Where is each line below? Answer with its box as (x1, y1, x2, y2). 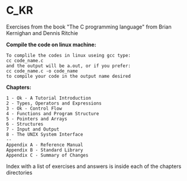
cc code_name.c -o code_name (6, 68, 78, 74)
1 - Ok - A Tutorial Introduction (6, 95, 92, 101)
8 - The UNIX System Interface (6, 131, 83, 137)
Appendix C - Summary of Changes (6, 152, 89, 158)
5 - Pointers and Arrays (6, 116, 67, 122)
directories (6, 169, 33, 176)
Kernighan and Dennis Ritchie (6, 29, 78, 36)
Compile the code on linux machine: (6, 41, 96, 48)
